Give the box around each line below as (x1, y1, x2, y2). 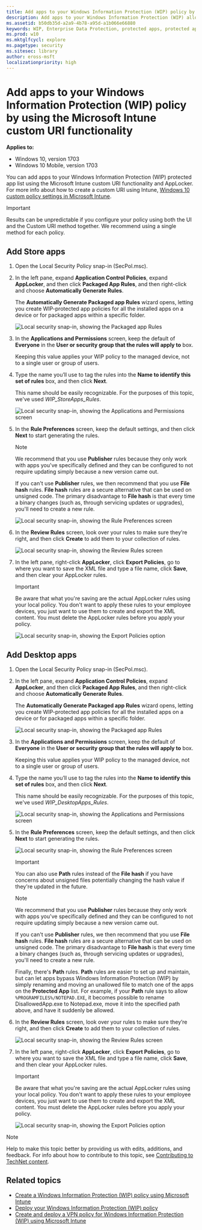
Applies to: (6, 144, 34, 151)
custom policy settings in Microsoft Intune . (6, 193, 112, 200)
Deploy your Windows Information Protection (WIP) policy (14, 1204, 158, 1211)
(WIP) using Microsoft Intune (14, 1217, 87, 1224)
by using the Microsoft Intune (6, 111, 157, 124)
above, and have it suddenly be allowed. (14, 1007, 115, 1014)
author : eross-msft (6, 54, 55, 60)
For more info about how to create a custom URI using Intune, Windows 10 (6, 186, 191, 194)
